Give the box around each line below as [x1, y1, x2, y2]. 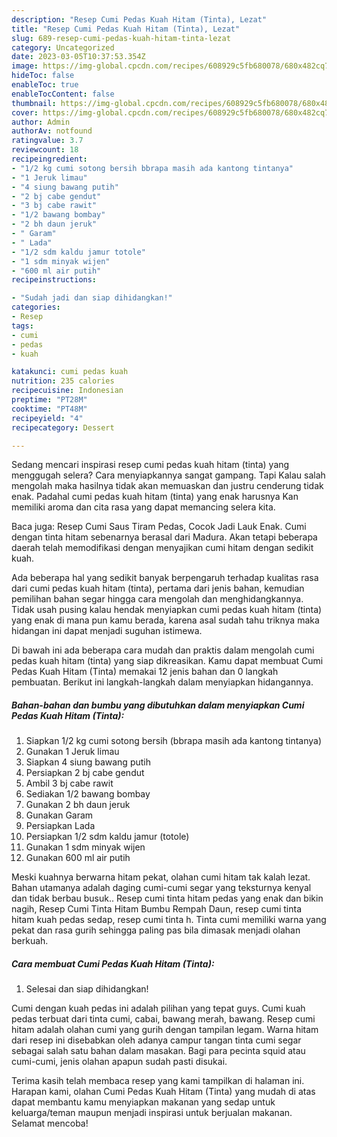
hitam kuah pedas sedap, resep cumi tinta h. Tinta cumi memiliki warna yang [11, 914, 327, 926]
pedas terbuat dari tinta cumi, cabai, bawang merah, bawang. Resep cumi [11, 1013, 316, 1025]
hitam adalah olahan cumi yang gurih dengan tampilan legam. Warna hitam [11, 1024, 319, 1036]
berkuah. [11, 935, 49, 947]
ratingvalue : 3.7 [11, 136, 84, 146]
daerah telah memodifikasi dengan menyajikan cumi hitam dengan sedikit [11, 542, 314, 554]
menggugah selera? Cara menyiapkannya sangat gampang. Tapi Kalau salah [11, 469, 326, 481]
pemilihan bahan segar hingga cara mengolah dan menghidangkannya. [11, 593, 304, 605]
